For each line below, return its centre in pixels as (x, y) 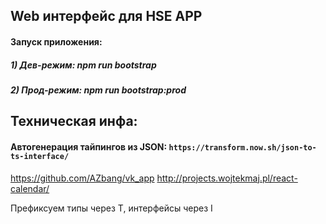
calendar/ (30, 188)
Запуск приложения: (56, 41)
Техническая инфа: (74, 121)
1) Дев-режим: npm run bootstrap (83, 65)
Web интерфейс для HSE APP (106, 16)
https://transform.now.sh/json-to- (242, 147)
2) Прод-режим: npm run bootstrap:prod (98, 90)
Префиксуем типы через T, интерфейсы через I (111, 208)
